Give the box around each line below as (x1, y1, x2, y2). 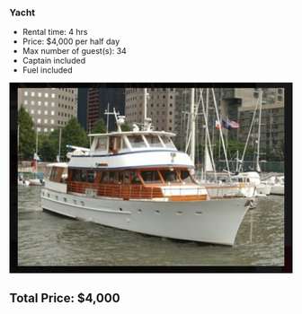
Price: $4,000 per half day (22, 36, 120, 47)
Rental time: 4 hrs (22, 27, 88, 38)
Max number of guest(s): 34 (22, 46, 128, 57)
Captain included (22, 56, 86, 66)
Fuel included (22, 65, 73, 75)
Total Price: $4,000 (9, 291, 120, 306)
